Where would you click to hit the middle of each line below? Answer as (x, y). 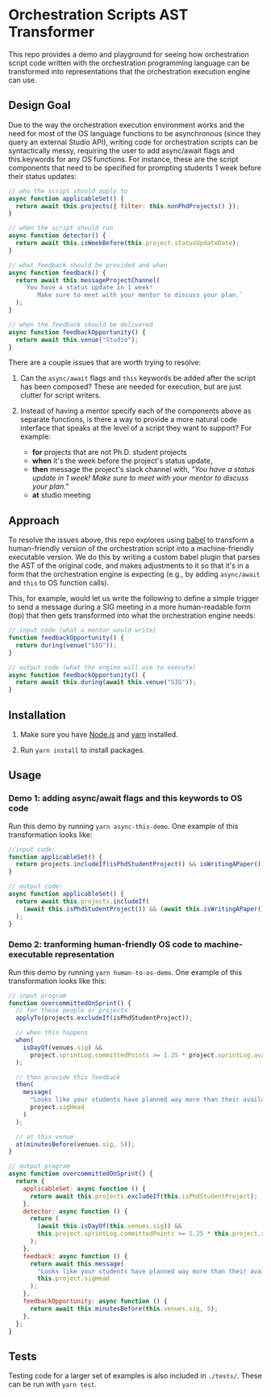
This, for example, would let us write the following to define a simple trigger (134, 598)
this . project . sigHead (74, 1279)
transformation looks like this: (57, 981)
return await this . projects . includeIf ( (83, 901)
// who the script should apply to (68, 191)
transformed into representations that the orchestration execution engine (129, 71)
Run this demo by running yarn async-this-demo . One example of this (123, 826)
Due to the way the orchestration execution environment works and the (126, 125)
